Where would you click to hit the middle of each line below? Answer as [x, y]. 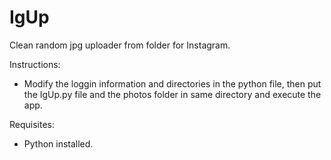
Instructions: [35, 64]
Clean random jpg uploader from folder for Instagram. [120, 45]
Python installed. [58, 143]
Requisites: [32, 124]
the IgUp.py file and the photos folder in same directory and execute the [172, 94]
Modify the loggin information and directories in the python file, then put [172, 83]
